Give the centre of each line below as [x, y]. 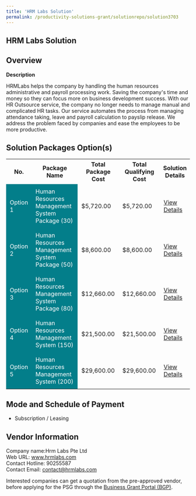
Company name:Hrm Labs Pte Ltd [47, 451]
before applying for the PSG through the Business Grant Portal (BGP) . [90, 487]
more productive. [27, 129]
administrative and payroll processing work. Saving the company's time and [97, 92]
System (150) [55, 345]
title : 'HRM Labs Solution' [40, 11]
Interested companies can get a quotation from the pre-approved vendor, [94, 481]
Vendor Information [42, 437]
